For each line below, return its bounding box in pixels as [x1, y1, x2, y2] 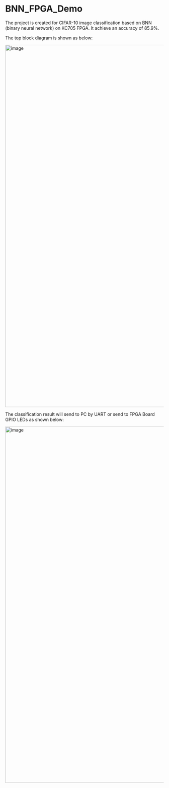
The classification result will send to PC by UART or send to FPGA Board [5, 411, 155, 417]
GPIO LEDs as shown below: [5, 416, 64, 422]
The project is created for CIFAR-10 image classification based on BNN [5, 20, 152, 26]
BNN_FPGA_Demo [5, 3, 83, 15]
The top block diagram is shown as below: [5, 35, 93, 41]
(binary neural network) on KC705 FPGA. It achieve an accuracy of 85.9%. [5, 25, 159, 31]
